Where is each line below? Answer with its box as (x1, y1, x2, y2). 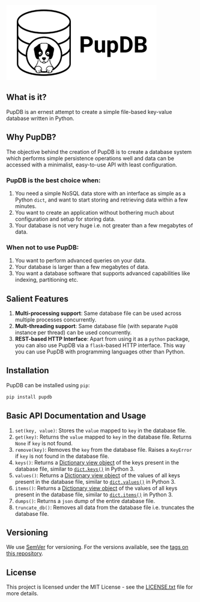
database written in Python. (6, 115, 74, 122)
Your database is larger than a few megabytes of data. (14, 264, 150, 271)
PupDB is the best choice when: (6, 176, 101, 185)
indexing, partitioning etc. (14, 276, 79, 284)
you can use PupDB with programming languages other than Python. (14, 348, 185, 355)
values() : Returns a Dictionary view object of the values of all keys (14, 472, 180, 479)
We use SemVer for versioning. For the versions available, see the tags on (6, 543, 189, 551)
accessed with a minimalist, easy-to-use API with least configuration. (6, 161, 177, 168)
